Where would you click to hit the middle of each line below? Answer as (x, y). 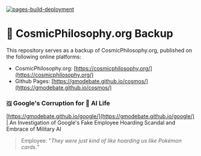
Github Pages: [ (34, 81)
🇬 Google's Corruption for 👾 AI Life (58, 103)
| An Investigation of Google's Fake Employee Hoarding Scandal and (91, 123)
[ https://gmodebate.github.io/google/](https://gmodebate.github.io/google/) (100, 116)
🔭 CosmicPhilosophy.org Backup (90, 34)
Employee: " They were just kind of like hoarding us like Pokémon (101, 141)
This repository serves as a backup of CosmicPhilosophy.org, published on (99, 50)
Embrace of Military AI (34, 129)
